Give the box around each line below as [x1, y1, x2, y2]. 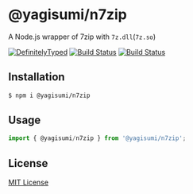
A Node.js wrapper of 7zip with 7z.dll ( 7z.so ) [8, 32, 156, 41]
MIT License [8, 177, 49, 188]
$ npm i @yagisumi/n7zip [8, 91, 91, 99]
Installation [8, 70, 65, 84]
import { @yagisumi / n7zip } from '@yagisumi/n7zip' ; [8, 134, 187, 142]
